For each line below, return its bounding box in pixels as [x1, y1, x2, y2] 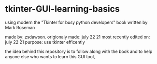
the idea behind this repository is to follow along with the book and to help [5, 48, 153, 54]
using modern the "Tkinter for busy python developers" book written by [5, 19, 148, 25]
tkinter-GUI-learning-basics [5, 3, 120, 15]
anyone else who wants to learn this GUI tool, [5, 53, 95, 59]
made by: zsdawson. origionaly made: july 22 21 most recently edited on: [5, 34, 150, 40]
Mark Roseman [5, 24, 35, 30]
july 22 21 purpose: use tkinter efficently [5, 39, 86, 45]
